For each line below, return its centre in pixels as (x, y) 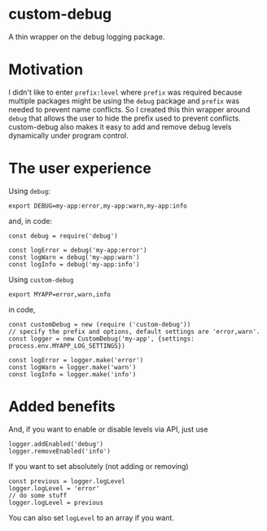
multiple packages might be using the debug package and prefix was (124, 101)
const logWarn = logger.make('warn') (72, 367)
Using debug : (29, 191)
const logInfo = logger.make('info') (72, 374)
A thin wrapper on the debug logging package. (87, 37)
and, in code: (31, 221)
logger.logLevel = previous (56, 502)
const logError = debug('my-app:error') (78, 250)
